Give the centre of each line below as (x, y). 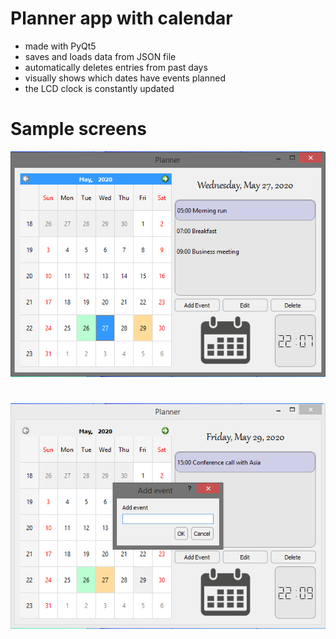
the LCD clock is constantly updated (99, 88)
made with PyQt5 (60, 46)
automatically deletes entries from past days (116, 67)
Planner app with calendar (121, 18)
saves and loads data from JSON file (100, 56)
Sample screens (79, 129)
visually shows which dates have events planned (125, 78)
